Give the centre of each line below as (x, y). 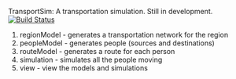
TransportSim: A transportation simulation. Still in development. (111, 11)
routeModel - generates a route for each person (97, 51)
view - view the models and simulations (83, 68)
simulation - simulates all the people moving (91, 59)
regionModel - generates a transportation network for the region (124, 35)
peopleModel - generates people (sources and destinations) (117, 43)
